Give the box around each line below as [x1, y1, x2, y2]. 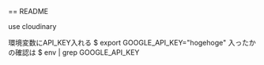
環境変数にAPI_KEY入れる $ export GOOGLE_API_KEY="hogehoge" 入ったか [8, 38, 256, 47]
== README [8, 7, 49, 16]
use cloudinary [8, 22, 57, 31]
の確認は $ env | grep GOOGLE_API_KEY [8, 48, 140, 57]
